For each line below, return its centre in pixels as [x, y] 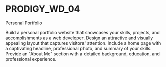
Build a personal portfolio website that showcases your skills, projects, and [82, 32]
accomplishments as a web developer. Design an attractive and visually [79, 38]
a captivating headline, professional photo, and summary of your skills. [78, 48]
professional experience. [31, 59]
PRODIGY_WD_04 [43, 9]
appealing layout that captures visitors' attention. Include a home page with [83, 43]
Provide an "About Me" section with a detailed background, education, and [82, 54]
